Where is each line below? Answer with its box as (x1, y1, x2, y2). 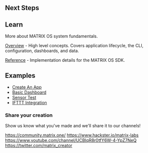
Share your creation (5, 112, 53, 119)
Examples (5, 71, 35, 80)
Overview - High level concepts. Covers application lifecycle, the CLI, (5, 43, 144, 49)
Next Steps (5, 4, 39, 12)
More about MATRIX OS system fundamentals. (5, 34, 98, 39)
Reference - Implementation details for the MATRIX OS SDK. (5, 57, 125, 63)
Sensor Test (12, 95, 36, 101)
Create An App (12, 85, 42, 90)
